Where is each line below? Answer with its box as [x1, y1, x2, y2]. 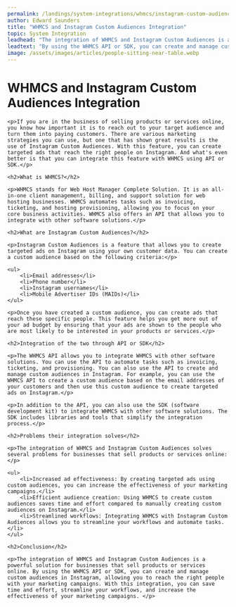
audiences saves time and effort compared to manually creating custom [7, 500, 221, 507]
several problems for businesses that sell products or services [7, 451, 202, 458]
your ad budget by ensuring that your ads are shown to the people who [7, 321, 221, 328]
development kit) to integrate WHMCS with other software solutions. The [7, 408, 228, 415]
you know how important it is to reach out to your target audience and [7, 124, 225, 131]
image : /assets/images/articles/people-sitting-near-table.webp [7, 50, 199, 57]
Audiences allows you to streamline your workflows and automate [7, 518, 202, 525]
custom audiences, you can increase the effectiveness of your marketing [7, 482, 228, 489]
